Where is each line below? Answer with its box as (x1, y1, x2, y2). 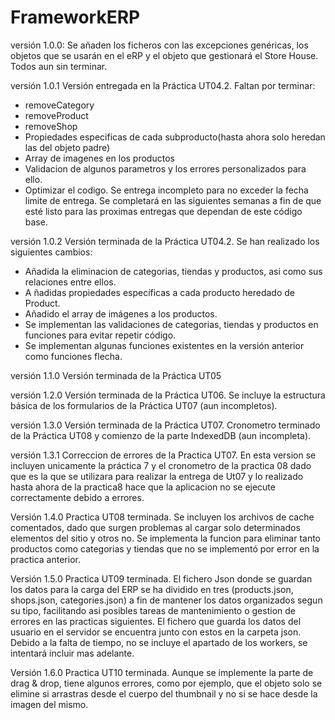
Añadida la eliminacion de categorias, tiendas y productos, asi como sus (24, 265, 323, 277)
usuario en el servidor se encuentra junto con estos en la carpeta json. (10, 626, 302, 638)
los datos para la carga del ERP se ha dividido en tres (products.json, (10, 583, 294, 595)
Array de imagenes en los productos (24, 152, 175, 164)
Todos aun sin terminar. (10, 60, 108, 72)
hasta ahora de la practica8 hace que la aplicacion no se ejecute (10, 481, 276, 493)
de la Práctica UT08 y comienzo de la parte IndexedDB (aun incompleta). (10, 429, 312, 441)
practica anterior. (10, 553, 81, 565)
